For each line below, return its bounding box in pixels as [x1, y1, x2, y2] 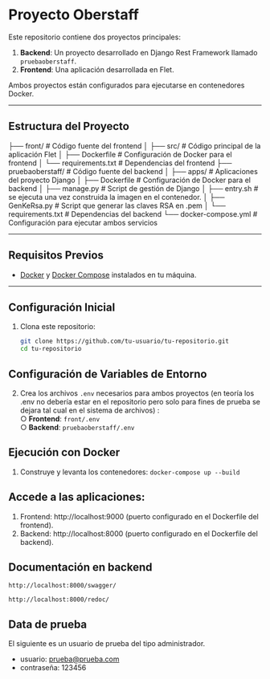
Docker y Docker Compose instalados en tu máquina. [19, 270, 197, 279]
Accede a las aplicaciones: [8, 490, 145, 504]
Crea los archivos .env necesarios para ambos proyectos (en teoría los [19, 388, 255, 398]
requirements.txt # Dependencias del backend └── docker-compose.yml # [8, 209, 258, 218]
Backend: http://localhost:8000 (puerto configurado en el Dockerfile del [19, 528, 259, 539]
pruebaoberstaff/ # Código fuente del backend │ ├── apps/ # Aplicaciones [8, 166, 259, 176]
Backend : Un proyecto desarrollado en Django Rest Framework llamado [19, 47, 258, 57]
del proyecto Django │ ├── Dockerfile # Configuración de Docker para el [8, 175, 252, 185]
